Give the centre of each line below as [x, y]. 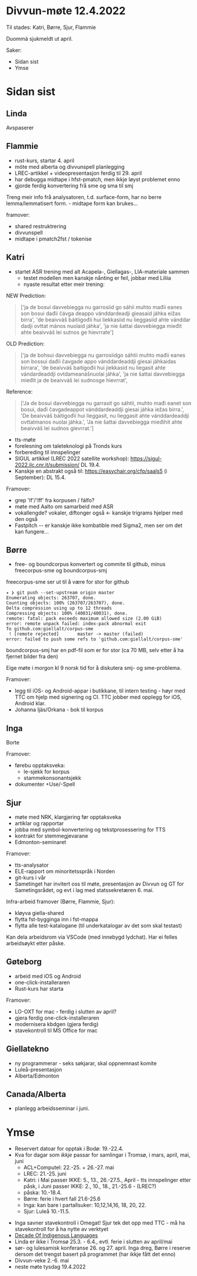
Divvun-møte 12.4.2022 [66, 11]
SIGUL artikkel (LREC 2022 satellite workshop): [72, 458]
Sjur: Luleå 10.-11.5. [47, 1212]
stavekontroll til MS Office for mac [56, 1030]
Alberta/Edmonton [37, 1076]
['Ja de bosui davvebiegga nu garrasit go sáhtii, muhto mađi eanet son [106, 403]
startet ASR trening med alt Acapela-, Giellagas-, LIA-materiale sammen [102, 271]
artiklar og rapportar [39, 823]
